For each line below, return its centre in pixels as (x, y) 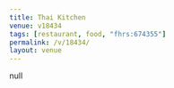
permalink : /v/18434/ (50, 42)
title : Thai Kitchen (48, 17)
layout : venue (36, 51)
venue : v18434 (36, 26)
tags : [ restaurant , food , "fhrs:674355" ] (88, 34)
